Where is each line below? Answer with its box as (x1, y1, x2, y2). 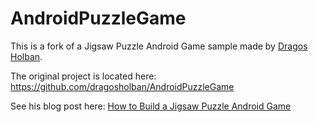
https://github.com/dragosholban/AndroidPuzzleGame (10, 80, 235, 92)
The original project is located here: (10, 70, 157, 82)
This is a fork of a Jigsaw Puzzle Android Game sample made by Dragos (10, 40, 308, 52)
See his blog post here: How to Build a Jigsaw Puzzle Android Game (10, 100, 292, 112)
